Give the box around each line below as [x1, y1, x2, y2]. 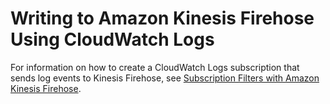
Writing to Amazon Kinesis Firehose [10, 7, 315, 30]
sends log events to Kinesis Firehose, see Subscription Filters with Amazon [10, 72, 320, 84]
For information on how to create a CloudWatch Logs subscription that [10, 61, 300, 73]
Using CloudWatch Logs [10, 28, 215, 51]
